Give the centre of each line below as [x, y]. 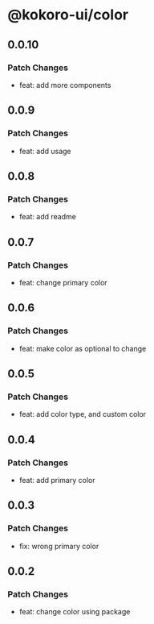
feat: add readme [48, 217]
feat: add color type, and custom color [82, 414]
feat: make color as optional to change [83, 348]
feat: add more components [65, 85]
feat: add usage [45, 151]
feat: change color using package [75, 612]
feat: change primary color [63, 282]
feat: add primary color [57, 480]
